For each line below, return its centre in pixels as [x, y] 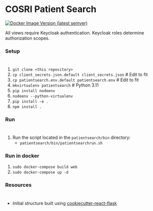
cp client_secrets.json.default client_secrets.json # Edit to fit [80, 75]
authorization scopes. [27, 38]
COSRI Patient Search [51, 9]
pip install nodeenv [34, 91]
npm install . [27, 107]
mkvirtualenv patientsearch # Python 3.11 [55, 85]
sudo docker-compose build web [45, 167]
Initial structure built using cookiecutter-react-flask [65, 203]
